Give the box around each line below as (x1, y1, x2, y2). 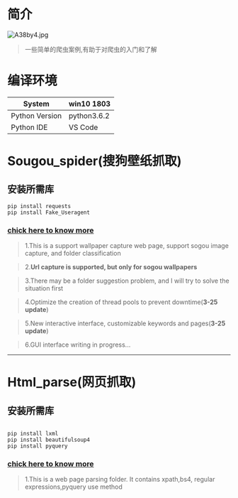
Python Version (11, 111, 62, 121)
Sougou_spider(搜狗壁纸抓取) (7, 153, 182, 169)
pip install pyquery (7, 443, 69, 450)
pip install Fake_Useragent (7, 209, 91, 216)
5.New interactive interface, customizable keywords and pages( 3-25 (24, 319, 226, 328)
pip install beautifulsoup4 (7, 436, 91, 444)
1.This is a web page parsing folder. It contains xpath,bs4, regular (24, 475, 215, 484)
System (23, 99, 50, 109)
